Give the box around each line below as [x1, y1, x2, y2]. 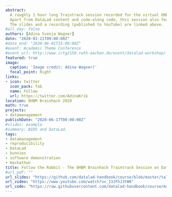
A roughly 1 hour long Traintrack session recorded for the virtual [10, 12, 159, 17]
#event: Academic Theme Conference [5, 46, 81, 51]
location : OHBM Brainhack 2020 [5, 98, 72, 103]
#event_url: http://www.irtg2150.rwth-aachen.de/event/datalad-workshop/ [5, 50, 166, 55]
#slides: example [5, 122, 42, 127]
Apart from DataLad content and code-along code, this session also [10, 17, 159, 22]
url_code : [5, 184, 27, 189]
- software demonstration [5, 155, 60, 161]
